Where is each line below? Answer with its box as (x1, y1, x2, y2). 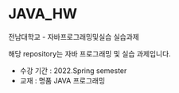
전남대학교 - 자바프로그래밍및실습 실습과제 (8, 32, 139, 41)
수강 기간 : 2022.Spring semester (19, 65, 127, 76)
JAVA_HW (8, 5, 78, 23)
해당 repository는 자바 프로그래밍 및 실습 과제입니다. (8, 48, 171, 58)
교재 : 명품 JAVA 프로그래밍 (19, 76, 106, 85)
